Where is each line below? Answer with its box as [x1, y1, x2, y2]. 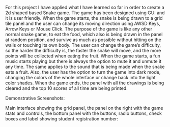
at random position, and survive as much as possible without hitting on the [5, 37, 161, 43]
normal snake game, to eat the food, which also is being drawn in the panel [5, 31, 163, 37]
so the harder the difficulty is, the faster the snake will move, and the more [5, 48, 161, 53]
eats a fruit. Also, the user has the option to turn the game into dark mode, [5, 69, 161, 75]
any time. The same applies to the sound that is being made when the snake [5, 63, 165, 70]
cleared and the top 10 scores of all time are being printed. [5, 85, 128, 91]
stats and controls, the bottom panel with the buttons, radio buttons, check [5, 110, 162, 116]
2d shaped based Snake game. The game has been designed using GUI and [5, 10, 165, 16]
